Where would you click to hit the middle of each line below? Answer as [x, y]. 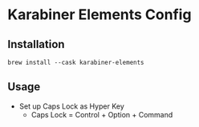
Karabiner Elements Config [99, 15]
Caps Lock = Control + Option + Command [102, 114]
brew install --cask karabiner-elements [76, 62]
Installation [36, 44]
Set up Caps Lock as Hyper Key [72, 106]
